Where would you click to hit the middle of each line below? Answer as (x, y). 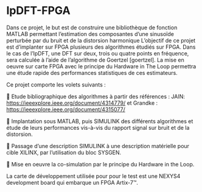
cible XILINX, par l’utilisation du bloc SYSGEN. (64, 152)
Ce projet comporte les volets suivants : (56, 84)
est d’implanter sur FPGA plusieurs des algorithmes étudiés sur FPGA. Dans (101, 47)
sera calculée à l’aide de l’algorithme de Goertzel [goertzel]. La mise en (95, 60)
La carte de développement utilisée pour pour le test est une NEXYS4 (93, 176)
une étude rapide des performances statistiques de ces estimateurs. (92, 73)
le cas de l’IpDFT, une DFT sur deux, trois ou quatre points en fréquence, (98, 53)
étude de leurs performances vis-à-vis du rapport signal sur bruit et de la (98, 127)
